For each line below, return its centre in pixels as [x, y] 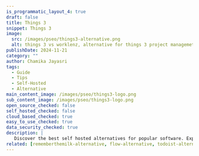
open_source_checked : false [41, 105]
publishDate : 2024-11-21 [37, 50]
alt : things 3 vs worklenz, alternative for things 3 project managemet [103, 45]
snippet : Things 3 [29, 28]
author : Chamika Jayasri [37, 61]
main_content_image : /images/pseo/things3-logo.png [71, 94]
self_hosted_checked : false [41, 111]
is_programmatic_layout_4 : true [46, 12]
